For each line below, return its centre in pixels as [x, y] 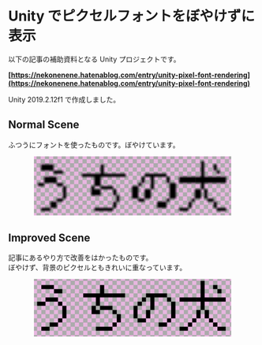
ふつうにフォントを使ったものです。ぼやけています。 [94, 145]
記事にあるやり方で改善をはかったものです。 [80, 258]
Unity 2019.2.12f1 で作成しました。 [64, 99]
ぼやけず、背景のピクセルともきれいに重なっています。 [97, 268]
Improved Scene [49, 237]
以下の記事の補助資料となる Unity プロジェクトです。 [94, 59]
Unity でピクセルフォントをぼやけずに [131, 16]
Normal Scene [44, 125]
